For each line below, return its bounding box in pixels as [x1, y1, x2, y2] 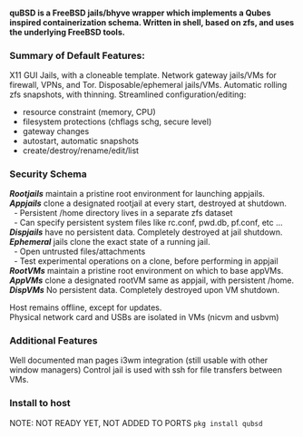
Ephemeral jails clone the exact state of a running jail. [9, 237, 210, 248]
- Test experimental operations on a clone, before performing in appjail [13, 256, 279, 267]
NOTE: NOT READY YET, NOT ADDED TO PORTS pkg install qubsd [9, 417, 263, 428]
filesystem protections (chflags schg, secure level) [22, 116, 212, 127]
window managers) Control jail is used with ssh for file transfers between [9, 364, 283, 375]
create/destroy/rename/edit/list [22, 145, 139, 156]
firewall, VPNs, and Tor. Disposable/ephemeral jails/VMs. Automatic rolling [9, 79, 288, 90]
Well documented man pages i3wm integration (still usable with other [9, 354, 269, 366]
